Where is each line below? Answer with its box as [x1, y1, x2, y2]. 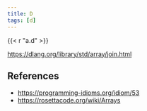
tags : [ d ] [7, 17, 37, 24]
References [7, 70, 59, 81]
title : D [7, 10, 33, 18]
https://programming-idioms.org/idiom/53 [17, 89, 140, 97]
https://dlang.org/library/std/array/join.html [7, 50, 132, 58]
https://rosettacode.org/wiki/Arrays [17, 96, 121, 105]
